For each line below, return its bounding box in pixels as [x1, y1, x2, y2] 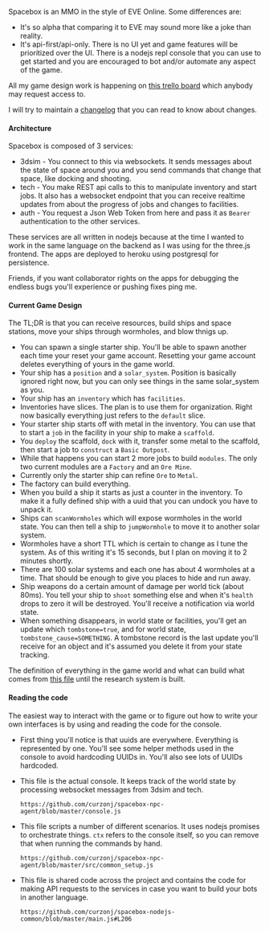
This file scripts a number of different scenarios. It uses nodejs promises [19, 821, 260, 831]
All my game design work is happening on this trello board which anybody [8, 80, 253, 90]
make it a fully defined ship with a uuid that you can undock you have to [19, 496, 259, 506]
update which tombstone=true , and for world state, [19, 624, 186, 634]
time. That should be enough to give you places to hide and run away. [19, 573, 251, 583]
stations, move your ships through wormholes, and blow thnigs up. [8, 327, 229, 336]
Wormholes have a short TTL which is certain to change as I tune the [19, 539, 248, 549]
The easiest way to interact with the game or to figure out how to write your [8, 711, 259, 720]
